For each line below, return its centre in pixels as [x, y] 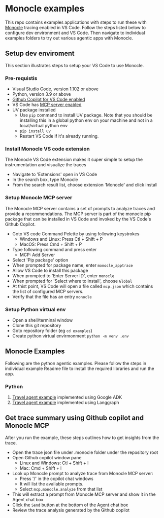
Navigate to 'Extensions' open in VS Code [55, 174]
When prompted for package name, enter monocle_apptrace [72, 265]
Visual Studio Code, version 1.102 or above [55, 89]
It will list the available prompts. [51, 483]
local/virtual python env [44, 126]
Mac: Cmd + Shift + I [41, 468]
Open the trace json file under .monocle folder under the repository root [85, 452]
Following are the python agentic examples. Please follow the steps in [76, 363]
